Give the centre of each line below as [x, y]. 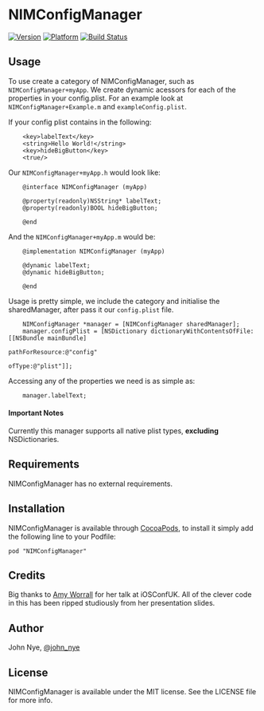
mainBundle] [67, 338]
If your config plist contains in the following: [80, 122]
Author [26, 628]
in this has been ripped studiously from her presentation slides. [112, 603]
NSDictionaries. [34, 439]
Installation [37, 509]
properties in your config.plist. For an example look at [96, 98]
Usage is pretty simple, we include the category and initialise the [114, 301]
